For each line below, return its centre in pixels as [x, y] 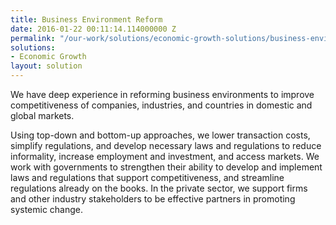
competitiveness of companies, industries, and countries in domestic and [161, 105]
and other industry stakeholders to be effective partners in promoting [153, 199]
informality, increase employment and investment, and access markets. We [165, 156]
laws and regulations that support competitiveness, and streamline [147, 177]
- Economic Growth [48, 57]
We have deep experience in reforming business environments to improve [162, 94]
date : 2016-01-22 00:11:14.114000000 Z [93, 29]
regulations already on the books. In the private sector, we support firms [159, 188]
